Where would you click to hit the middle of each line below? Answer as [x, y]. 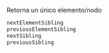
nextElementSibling [35, 23]
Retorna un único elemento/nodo [54, 10]
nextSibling [24, 36]
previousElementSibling [41, 29]
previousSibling [30, 42]
